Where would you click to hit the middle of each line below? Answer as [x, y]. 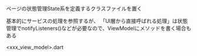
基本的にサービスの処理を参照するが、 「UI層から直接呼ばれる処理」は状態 [97, 21]
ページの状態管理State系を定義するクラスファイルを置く [74, 8]
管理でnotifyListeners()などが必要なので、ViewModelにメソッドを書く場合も [99, 28]
